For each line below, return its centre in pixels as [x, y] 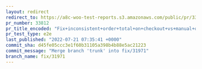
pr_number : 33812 [27, 23]
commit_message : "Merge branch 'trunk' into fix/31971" [77, 51]
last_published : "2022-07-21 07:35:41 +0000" [64, 40]
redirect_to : [22, 17]
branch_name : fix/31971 [36, 56]
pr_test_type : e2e [29, 34]
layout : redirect [27, 12]
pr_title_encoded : [29, 28]
